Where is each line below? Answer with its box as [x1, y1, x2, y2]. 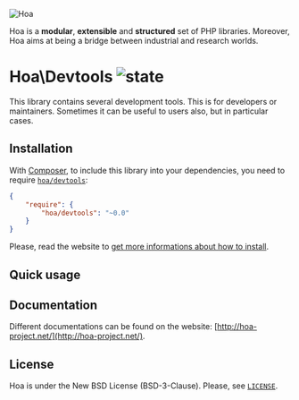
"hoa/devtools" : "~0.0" [41, 209, 129, 217]
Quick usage [9, 267, 81, 282]
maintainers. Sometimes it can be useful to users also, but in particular [9, 106, 269, 116]
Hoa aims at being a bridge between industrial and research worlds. [9, 36, 259, 46]
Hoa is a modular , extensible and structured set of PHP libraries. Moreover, [9, 26, 290, 36]
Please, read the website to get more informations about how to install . [9, 242, 270, 252]
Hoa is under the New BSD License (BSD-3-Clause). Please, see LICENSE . [9, 380, 278, 391]
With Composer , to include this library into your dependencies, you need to [9, 165, 286, 175]
